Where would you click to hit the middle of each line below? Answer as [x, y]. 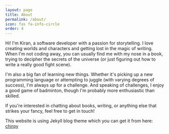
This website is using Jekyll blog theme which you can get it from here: [79, 121]
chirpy [12, 126]
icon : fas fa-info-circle [32, 24]
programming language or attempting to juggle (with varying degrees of [80, 80]
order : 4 [14, 29]
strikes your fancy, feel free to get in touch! [50, 111]
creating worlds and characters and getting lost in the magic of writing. [79, 49]
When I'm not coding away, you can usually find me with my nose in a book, [84, 54]
